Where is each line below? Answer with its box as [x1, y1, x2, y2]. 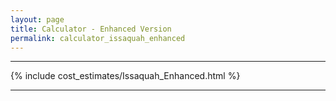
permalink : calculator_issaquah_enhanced [10, 33, 186, 43]
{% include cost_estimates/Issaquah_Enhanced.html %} [10, 70, 241, 82]
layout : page [10, 14, 65, 25]
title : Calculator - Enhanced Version [10, 24, 172, 34]
